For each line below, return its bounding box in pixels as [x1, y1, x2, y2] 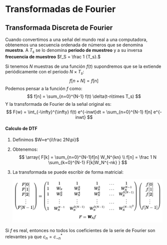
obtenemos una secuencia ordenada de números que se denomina [5, 42, 143, 48]
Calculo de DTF [5, 126, 37, 132]
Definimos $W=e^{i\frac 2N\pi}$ [12, 136, 79, 143]
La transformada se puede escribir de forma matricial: [12, 169, 124, 175]
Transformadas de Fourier [5, 3, 116, 15]
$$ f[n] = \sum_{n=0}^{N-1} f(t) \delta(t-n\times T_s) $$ [26, 93, 141, 99]
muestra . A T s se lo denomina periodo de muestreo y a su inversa [5, 47, 142, 54]
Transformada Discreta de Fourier [5, 23, 113, 32]
